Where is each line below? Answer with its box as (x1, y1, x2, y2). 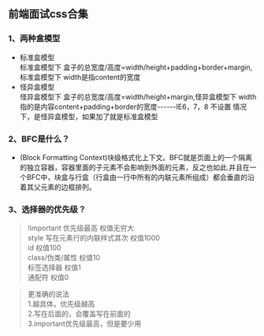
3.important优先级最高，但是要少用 (27, 319, 142, 329)
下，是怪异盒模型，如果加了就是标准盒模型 (19, 111, 158, 121)
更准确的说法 (27, 289, 69, 299)
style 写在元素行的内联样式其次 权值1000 (27, 233, 160, 243)
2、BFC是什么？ (8, 133, 70, 144)
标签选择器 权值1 (27, 263, 81, 272)
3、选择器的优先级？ (8, 203, 87, 215)
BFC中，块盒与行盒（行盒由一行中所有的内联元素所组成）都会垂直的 (26, 172, 248, 181)
